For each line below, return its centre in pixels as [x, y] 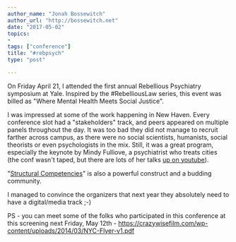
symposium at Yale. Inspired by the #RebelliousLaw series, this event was [114, 93]
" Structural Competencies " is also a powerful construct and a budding [110, 173]
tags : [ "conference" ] [39, 47]
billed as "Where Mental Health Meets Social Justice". [86, 101]
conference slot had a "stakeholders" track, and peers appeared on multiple [118, 122]
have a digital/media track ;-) [49, 202]
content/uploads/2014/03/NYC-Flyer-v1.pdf [71, 231]
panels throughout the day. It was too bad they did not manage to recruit [113, 129]
